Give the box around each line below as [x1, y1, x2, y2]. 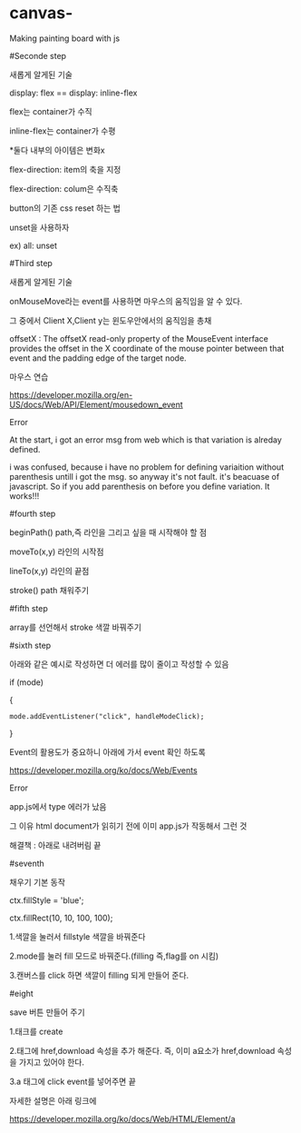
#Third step [9, 257, 53, 268]
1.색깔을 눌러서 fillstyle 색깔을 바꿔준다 [9, 930, 147, 942]
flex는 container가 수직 [9, 105, 92, 116]
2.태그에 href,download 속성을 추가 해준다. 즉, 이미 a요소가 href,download [9, 1045, 276, 1056]
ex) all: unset [9, 240, 57, 251]
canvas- [9, 3, 73, 24]
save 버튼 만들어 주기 [9, 1007, 85, 1018]
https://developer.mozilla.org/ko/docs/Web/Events [9, 764, 198, 775]
